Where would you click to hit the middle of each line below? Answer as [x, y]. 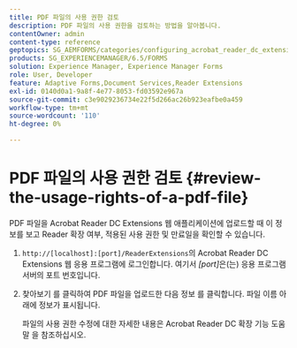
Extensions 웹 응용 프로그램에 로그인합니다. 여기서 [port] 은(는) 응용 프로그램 [154, 264]
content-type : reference [55, 42]
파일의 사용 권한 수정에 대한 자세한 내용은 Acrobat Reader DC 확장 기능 [145, 323]
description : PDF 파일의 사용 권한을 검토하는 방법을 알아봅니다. [115, 26]
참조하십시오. [64, 334]
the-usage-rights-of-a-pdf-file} [129, 197]
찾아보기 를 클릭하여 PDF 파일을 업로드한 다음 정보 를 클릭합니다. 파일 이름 [149, 293]
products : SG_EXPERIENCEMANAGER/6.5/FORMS [88, 58]
